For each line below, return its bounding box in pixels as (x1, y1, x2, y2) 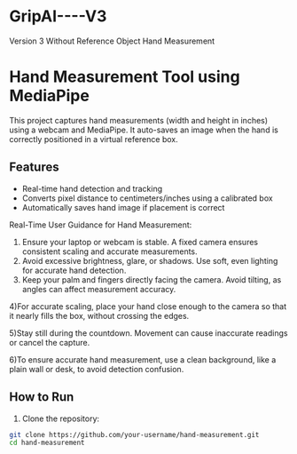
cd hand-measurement (9, 438, 86, 448)
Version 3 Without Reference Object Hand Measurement (9, 36, 215, 46)
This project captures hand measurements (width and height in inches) (9, 115, 269, 125)
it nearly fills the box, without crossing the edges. (9, 310, 190, 321)
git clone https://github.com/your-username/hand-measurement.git (9, 430, 260, 439)
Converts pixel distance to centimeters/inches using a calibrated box (21, 193, 273, 203)
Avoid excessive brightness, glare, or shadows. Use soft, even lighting (21, 255, 278, 266)
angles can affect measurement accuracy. (21, 283, 176, 294)
